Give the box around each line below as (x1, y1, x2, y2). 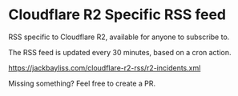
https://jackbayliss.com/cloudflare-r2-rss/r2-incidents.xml (8, 62, 201, 73)
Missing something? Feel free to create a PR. (8, 78, 156, 88)
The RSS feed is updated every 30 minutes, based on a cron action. (8, 47, 232, 57)
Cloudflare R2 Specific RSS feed (8, 6, 227, 24)
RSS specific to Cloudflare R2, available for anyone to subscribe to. (8, 32, 230, 42)
